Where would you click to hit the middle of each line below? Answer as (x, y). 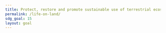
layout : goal (19, 23)
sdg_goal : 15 (19, 18)
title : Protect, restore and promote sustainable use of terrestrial (78, 9)
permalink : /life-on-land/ (33, 14)
